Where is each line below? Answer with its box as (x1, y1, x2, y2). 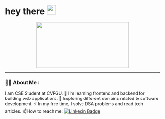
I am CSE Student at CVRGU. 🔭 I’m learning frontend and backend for (5, 90, 145, 96)
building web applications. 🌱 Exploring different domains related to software (5, 96, 159, 101)
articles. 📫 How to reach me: (5, 108, 63, 114)
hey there (5, 6, 45, 17)
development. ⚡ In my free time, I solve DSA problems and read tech (5, 101, 143, 107)
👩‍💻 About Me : (5, 79, 40, 86)
